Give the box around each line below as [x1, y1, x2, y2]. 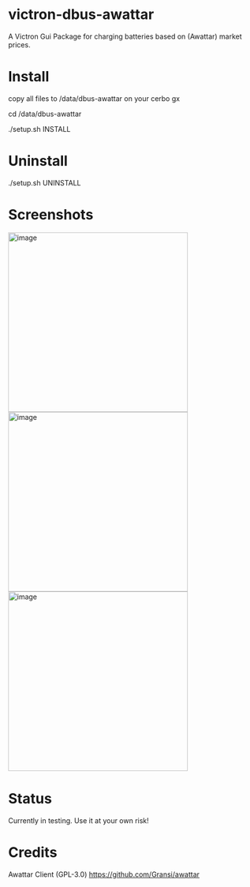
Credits [8, 843, 58, 861]
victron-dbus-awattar [8, 6, 155, 24]
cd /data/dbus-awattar [8, 109, 82, 118]
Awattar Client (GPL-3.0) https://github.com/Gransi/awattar [8, 870, 200, 879]
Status [8, 789, 53, 807]
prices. [8, 39, 31, 49]
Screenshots [8, 206, 94, 223]
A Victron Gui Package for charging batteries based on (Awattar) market [8, 32, 242, 41]
